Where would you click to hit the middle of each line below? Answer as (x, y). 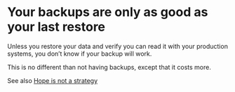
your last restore (56, 27)
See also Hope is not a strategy (53, 80)
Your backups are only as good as (108, 12)
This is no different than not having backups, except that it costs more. (109, 67)
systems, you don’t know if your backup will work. (80, 54)
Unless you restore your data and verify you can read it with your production (117, 46)
